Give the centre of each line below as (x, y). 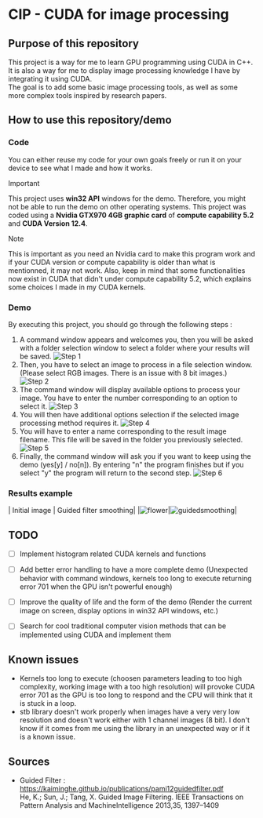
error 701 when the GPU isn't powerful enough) (96, 587)
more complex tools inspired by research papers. (88, 95)
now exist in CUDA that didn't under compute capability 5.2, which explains (130, 278)
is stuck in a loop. (48, 703)
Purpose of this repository (74, 44)
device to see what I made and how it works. (80, 168)
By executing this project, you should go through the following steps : (121, 324)
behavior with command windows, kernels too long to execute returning (136, 579)
